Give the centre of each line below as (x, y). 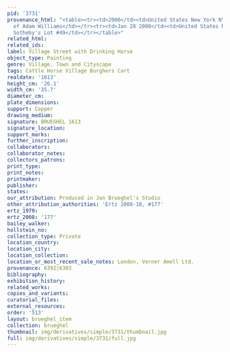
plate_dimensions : (33, 103)
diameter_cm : (26, 97)
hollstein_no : (27, 230)
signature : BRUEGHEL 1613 (44, 122)
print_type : (24, 166)
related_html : (27, 39)
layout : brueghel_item (39, 319)
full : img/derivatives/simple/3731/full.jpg (72, 338)
